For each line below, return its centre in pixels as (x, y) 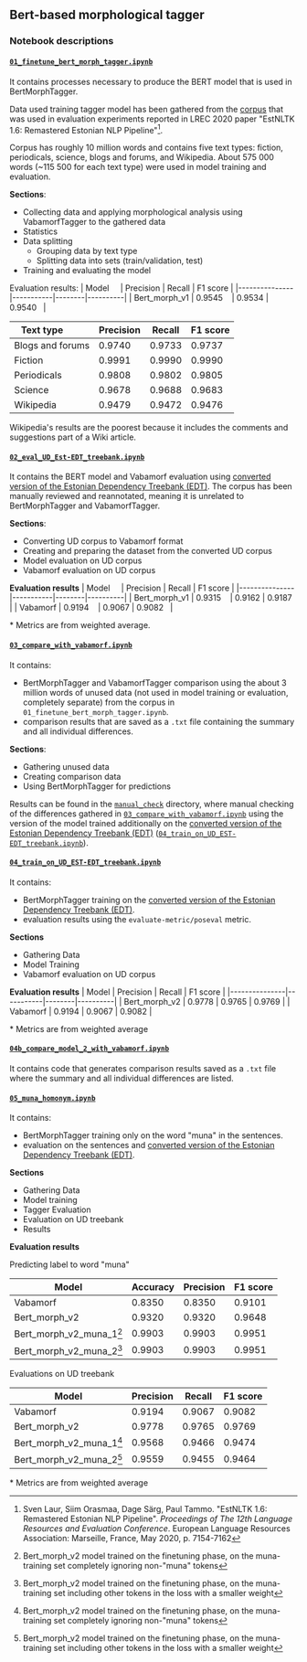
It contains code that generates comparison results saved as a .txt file (143, 1068)
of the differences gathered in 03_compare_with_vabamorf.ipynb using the (147, 814)
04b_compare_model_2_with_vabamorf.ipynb (90, 1049)
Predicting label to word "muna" (69, 1264)
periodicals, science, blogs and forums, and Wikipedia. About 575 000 (142, 157)
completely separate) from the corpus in (99, 702)
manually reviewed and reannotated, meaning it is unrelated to (127, 496)
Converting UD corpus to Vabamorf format (103, 541)
